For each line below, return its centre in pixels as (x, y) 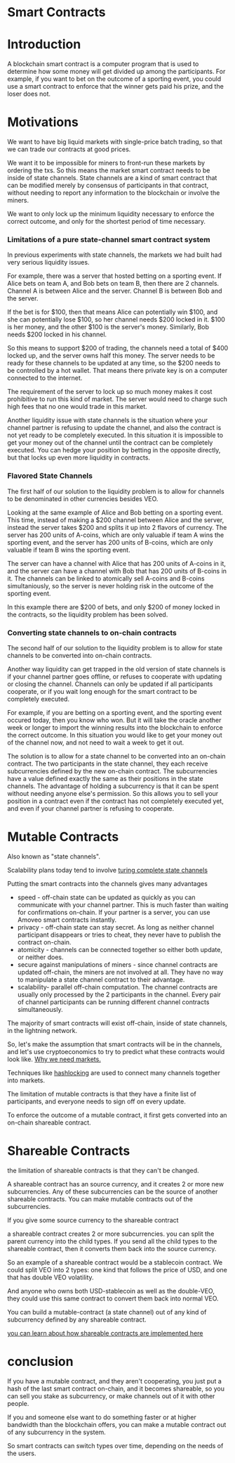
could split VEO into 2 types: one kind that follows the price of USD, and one (117, 1269)
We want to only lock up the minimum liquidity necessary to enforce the (111, 214)
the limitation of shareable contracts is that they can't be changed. (103, 1170)
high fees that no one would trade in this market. (77, 407)
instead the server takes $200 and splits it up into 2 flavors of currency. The (117, 527)
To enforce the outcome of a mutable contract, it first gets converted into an (117, 1115)
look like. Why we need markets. (54, 1059)
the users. (22, 1453)
